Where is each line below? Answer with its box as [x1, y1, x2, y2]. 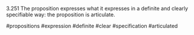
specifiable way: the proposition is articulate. [6, 11, 115, 18]
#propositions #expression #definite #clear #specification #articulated [6, 23, 178, 29]
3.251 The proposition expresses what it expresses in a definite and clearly [6, 5, 188, 12]
